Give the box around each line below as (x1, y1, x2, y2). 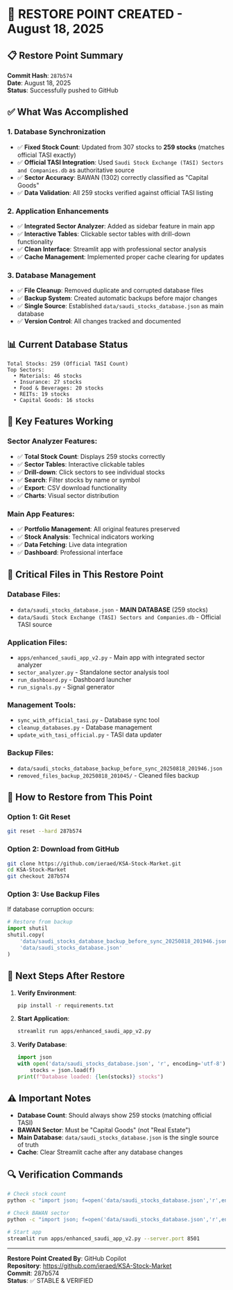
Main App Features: (7, 509, 75, 519)
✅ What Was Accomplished (7, 106, 129, 118)
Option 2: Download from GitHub (7, 844, 120, 854)
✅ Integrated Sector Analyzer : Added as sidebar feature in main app (17, 221, 215, 230)
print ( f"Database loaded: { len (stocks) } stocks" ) (17, 1073, 164, 1080)
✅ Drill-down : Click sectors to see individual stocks (17, 468, 165, 476)
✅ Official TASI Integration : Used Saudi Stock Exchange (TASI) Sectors (17, 158, 224, 166)
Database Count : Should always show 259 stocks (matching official (17, 1111, 212, 1119)
